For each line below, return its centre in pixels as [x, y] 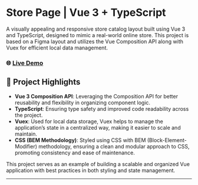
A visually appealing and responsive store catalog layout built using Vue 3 [96, 29]
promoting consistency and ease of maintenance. [75, 153]
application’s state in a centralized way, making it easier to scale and [98, 127]
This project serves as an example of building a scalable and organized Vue [98, 164]
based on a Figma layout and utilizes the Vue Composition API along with [95, 41]
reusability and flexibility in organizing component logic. [82, 103]
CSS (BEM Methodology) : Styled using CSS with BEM [80, 140]
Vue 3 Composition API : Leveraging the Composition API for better [96, 96]
